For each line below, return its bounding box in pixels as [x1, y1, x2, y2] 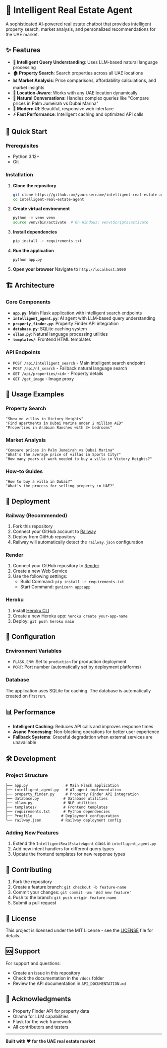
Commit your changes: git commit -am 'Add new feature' [12, 889, 132, 896]
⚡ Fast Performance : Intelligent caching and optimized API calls [12, 111, 144, 117]
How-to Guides [5, 468, 43, 475]
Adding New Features [5, 829, 59, 836]
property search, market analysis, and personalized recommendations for [5, 26, 156, 32]
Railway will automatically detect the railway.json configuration [12, 539, 144, 545]
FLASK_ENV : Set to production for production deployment [12, 659, 127, 665]
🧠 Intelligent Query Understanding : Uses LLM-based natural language [12, 59, 158, 65]
